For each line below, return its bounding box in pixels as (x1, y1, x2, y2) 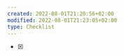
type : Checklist (7, 23, 55, 30)
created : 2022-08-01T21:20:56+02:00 (7, 10, 114, 17)
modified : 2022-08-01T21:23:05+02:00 (7, 17, 118, 24)
